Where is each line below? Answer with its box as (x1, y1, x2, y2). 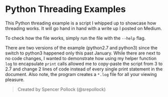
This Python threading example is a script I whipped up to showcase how (5, 20, 156, 26)
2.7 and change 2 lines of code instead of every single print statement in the (5, 66, 163, 72)
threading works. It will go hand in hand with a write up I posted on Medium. (5, 25, 162, 31)
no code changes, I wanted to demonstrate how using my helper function (5, 55, 157, 61)
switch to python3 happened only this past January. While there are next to (5, 50, 161, 56)
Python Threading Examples (5, 3, 126, 15)
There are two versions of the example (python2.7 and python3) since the (5, 44, 158, 50)
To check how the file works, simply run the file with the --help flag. (5, 35, 146, 41)
